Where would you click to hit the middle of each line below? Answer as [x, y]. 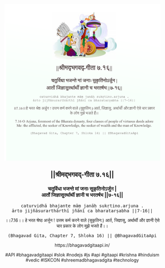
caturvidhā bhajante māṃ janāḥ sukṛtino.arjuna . [82, 206]
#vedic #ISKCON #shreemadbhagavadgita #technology [82, 260]
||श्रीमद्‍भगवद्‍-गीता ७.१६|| [82, 175]
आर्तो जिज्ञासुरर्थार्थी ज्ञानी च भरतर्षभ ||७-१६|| [82, 195]
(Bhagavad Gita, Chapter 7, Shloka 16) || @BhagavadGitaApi [82, 235]
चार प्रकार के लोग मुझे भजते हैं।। [82, 226]
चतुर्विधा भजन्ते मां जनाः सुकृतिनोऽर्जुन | [82, 189]
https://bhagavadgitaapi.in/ [82, 245]
